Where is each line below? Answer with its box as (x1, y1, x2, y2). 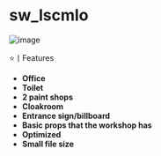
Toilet (21, 82, 44, 93)
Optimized (21, 129, 62, 139)
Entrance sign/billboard (21, 110, 111, 121)
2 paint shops (21, 92, 73, 102)
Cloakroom (21, 100, 64, 111)
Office (21, 72, 46, 84)
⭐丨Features (9, 52, 55, 63)
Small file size (21, 138, 75, 149)
